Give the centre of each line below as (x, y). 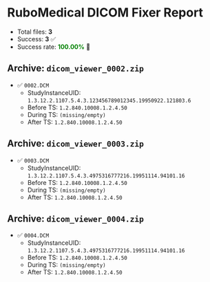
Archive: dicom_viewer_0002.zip (76, 68)
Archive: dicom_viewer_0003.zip (76, 143)
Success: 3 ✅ (36, 39)
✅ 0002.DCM (33, 85)
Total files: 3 (35, 32)
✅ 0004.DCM (33, 235)
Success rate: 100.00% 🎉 (54, 47)
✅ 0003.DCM (33, 160)
